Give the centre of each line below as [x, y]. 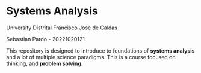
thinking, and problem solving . [45, 63]
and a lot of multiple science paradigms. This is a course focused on [91, 57]
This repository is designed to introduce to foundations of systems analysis [100, 51]
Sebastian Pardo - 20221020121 [46, 39]
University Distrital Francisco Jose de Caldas [62, 28]
